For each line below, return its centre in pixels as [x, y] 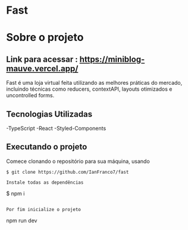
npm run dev [22, 221]
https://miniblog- [112, 59]
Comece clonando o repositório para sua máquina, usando [78, 161]
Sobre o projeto [45, 38]
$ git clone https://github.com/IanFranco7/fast [68, 172]
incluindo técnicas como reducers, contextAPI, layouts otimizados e [89, 89]
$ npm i [15, 193]
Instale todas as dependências [45, 182]
